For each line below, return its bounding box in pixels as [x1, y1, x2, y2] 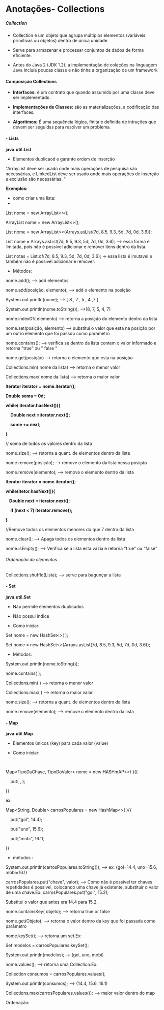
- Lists [5, 135, 19, 141]
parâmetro [5, 923, 27, 929]
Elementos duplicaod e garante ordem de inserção [12, 156, 115, 162]
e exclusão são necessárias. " [5, 176, 66, 182]
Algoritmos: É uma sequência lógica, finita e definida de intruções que [12, 119, 156, 125]
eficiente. [12, 53, 32, 59]
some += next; [10, 421, 41, 427]
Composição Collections [5, 78, 57, 84]
